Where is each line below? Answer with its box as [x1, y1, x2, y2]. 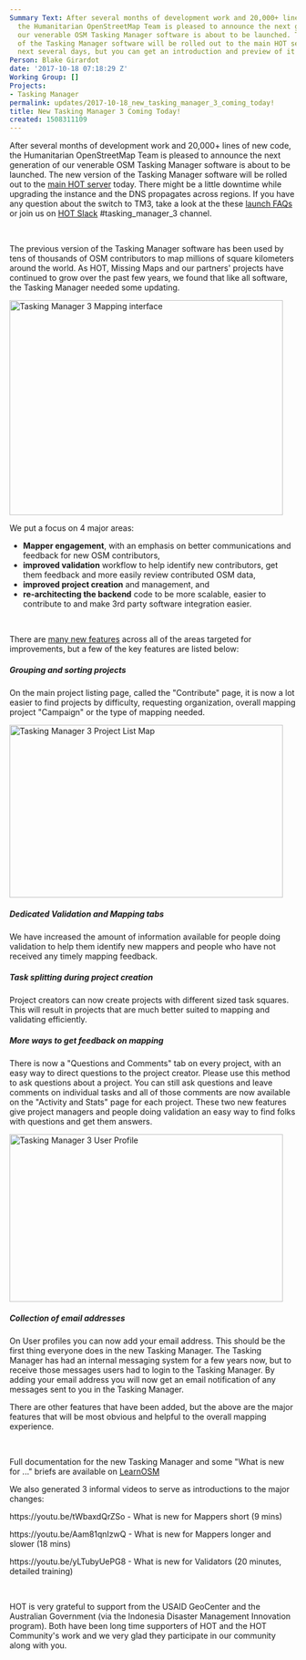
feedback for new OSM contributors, [22, 550, 161, 561]
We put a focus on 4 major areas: [9, 523, 135, 534]
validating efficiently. [9, 1014, 88, 1025]
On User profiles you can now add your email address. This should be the [9, 1335, 286, 1346]
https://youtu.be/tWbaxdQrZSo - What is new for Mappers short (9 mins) [9, 1510, 282, 1521]
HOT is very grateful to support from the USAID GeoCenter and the [9, 1601, 261, 1612]
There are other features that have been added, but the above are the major [9, 1401, 293, 1412]
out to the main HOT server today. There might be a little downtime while [9, 179, 282, 190]
